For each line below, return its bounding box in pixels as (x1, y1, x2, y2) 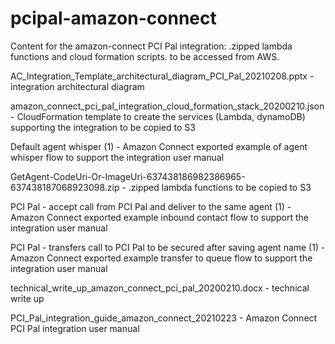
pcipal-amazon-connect (10, 7, 217, 30)
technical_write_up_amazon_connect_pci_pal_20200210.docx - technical (10, 282, 310, 294)
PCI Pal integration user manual (10, 322, 140, 334)
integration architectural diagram (10, 80, 145, 92)
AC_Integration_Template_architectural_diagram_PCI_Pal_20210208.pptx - (10, 70, 315, 82)
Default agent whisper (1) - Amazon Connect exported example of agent (10, 140, 308, 152)
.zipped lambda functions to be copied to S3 (128, 181, 312, 193)
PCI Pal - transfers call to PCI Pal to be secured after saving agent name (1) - (10, 241, 326, 253)
